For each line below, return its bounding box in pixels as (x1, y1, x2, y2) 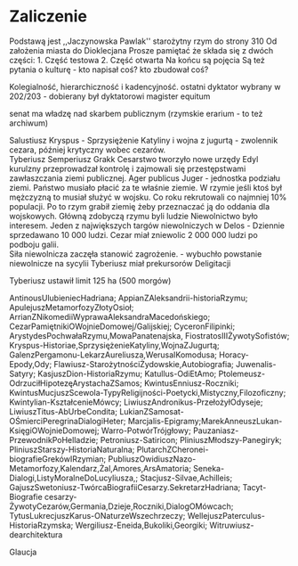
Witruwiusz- (208, 520, 254, 530)
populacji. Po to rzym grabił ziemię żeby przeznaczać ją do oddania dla (9, 201, 270, 211)
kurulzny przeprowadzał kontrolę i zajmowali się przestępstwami (9, 163, 246, 174)
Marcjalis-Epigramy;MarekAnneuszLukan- (127, 415, 283, 426)
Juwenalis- (235, 358, 277, 369)
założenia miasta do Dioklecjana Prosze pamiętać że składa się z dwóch (9, 45, 274, 55)
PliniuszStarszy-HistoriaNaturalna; (9, 444, 135, 455)
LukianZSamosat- (119, 406, 184, 416)
